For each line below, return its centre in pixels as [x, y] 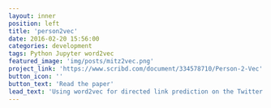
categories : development [50, 46]
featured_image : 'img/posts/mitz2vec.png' [81, 62]
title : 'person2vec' [43, 31]
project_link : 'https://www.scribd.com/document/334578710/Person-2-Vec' [136, 69]
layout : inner [32, 16]
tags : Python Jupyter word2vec [61, 54]
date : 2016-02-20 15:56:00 [54, 39]
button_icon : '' [36, 76]
